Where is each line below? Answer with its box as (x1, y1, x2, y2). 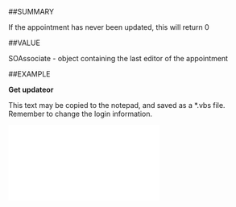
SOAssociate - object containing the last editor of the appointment (8, 54, 228, 63)
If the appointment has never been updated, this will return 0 (8, 23, 209, 31)
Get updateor (8, 85, 54, 94)
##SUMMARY (8, 7, 55, 16)
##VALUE (8, 38, 40, 48)
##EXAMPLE (8, 69, 51, 79)
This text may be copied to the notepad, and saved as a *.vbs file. (8, 101, 226, 110)
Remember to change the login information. (8, 109, 153, 118)
